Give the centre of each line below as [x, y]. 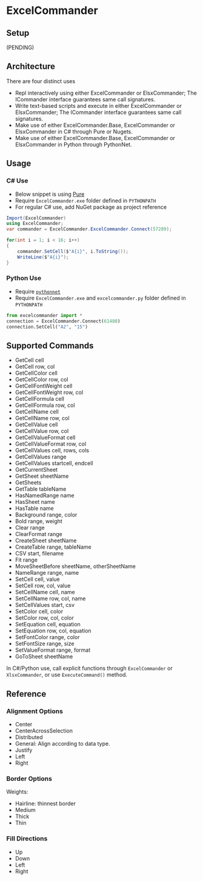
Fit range [26, 560]
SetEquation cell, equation [48, 625]
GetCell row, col [35, 367]
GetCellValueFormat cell [45, 438]
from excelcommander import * [45, 315]
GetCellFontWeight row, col [49, 392]
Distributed [29, 737]
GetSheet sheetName [42, 476]
